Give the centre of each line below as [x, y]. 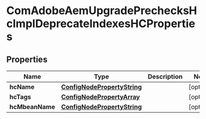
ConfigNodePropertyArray [101, 97]
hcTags [20, 97]
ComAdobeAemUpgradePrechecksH [102, 11]
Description [165, 76]
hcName [22, 87]
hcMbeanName [32, 107]
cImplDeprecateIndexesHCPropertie [101, 24]
